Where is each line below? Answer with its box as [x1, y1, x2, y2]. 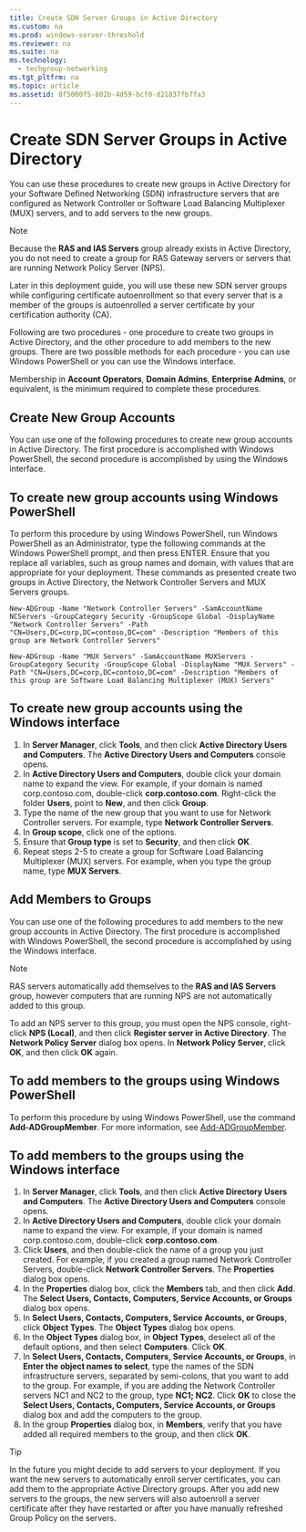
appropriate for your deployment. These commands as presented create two [9, 567, 297, 578]
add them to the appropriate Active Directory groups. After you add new [9, 1484, 280, 1495]
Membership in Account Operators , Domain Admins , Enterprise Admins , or [9, 373, 297, 384]
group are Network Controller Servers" [9, 636, 161, 645]
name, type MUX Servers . [22, 865, 122, 876]
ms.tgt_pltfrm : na [9, 73, 79, 82]
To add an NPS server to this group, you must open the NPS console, [9, 1017, 269, 1028]
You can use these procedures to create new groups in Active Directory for [9, 179, 291, 190]
